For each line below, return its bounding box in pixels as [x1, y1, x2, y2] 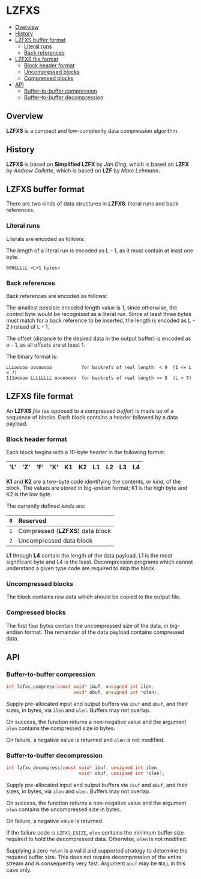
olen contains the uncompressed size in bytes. [6, 806, 122, 813]
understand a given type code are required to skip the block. [6, 565, 156, 572]
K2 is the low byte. [6, 491, 52, 498]
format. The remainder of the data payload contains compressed [24, 628, 185, 636]
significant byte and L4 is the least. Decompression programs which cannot [6, 558, 193, 565]
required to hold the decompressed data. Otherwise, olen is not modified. [6, 836, 188, 843]
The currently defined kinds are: [6, 502, 86, 509]
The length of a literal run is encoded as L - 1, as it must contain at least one [6, 247, 194, 254]
